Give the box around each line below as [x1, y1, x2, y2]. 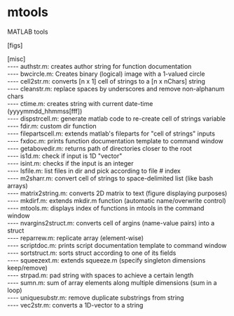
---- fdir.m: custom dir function [7, 121, 97, 130]
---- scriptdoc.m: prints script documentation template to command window [7, 241, 227, 249]
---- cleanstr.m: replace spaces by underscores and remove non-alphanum [7, 84, 225, 93]
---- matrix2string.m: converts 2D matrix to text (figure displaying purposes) [7, 189, 228, 197]
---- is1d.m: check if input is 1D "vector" [7, 152, 123, 160]
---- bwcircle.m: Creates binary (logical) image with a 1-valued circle [7, 70, 205, 78]
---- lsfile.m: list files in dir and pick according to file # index [7, 166, 181, 175]
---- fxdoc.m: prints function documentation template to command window [7, 136, 224, 145]
